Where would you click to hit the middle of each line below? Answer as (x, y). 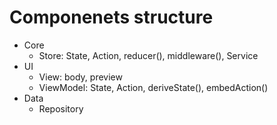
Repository (61, 108)
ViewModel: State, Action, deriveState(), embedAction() (153, 87)
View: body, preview (80, 77)
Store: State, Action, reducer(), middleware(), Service (148, 55)
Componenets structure (111, 17)
